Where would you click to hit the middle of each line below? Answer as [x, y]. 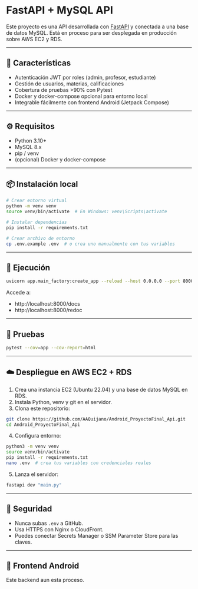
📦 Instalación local [42, 184]
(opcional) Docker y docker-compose [60, 159]
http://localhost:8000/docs [47, 304]
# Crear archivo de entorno [41, 238]
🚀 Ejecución [28, 268]
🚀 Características [39, 63]
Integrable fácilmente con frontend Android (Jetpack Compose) [92, 102]
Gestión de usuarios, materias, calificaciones [69, 84]
